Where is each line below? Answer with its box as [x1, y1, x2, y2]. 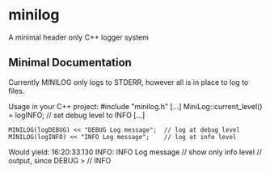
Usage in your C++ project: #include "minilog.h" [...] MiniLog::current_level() [8, 101, 263, 111]
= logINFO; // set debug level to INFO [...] [8, 110, 146, 120]
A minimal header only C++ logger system [8, 32, 150, 42]
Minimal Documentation [8, 56, 132, 70]
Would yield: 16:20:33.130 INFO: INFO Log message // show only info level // [8, 147, 263, 157]
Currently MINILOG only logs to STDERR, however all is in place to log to [8, 77, 249, 86]
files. [8, 86, 25, 95]
